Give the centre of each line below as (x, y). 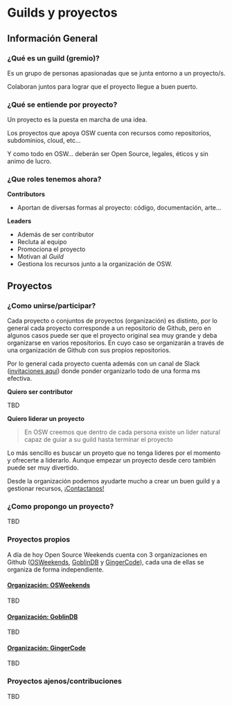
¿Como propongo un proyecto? (61, 506)
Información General (53, 38)
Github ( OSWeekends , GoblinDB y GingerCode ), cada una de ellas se (106, 562)
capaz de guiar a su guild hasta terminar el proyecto (98, 440)
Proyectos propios (39, 540)
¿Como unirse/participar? (52, 305)
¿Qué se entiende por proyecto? (62, 104)
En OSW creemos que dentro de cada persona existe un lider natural (122, 432)
